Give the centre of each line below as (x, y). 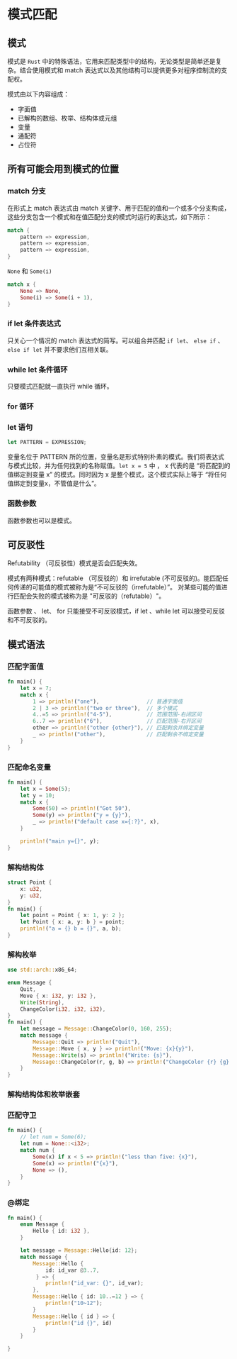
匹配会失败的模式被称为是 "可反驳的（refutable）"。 (89, 596)
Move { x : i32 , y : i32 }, (58, 996)
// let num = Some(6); (53, 1137)
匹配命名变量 (29, 767)
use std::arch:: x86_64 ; (42, 970)
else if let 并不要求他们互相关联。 (60, 349)
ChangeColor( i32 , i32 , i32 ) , (63, 1009)
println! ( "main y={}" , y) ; (60, 841)
